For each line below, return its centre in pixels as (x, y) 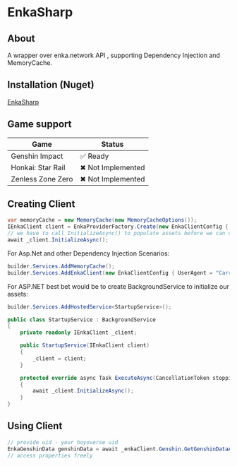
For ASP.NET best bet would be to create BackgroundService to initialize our (118, 286)
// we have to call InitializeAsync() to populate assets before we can (116, 234)
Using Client (35, 426)
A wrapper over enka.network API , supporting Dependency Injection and (114, 55)
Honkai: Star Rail (38, 167)
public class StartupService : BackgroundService (82, 319)
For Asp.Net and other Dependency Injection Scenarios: (89, 253)
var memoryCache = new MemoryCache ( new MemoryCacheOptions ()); (102, 220)
